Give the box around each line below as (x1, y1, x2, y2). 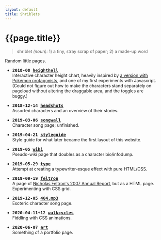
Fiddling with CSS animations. (12, 215, 72, 221)
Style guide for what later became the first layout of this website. (12, 137, 142, 143)
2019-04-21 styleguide (12, 132, 66, 137)
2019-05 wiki (12, 147, 43, 152)
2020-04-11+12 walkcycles (12, 210, 74, 216)
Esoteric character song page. (12, 200, 73, 206)
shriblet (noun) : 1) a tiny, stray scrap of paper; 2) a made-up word (16, 49, 148, 54)
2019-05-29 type (12, 161, 51, 167)
